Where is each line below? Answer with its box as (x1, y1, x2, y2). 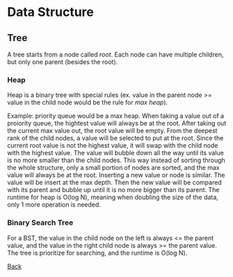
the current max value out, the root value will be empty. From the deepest (7, 127, 218, 135)
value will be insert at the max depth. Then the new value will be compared (7, 178, 222, 187)
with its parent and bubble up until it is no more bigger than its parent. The (7, 186, 220, 194)
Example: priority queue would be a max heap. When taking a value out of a (7, 112, 225, 120)
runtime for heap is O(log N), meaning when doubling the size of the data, (7, 193, 219, 202)
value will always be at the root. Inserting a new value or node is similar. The (7, 171, 225, 180)
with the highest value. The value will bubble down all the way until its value (7, 149, 224, 157)
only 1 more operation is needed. (7, 200, 101, 209)
